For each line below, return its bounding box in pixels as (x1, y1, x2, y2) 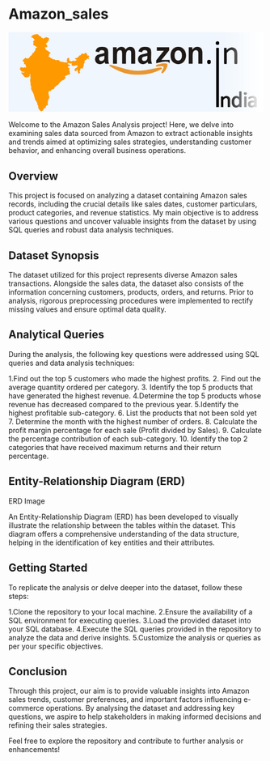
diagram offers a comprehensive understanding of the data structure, (8, 529, 240, 538)
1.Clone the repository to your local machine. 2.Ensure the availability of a (8, 606, 253, 616)
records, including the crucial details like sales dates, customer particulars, (8, 199, 258, 209)
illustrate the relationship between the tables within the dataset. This (8, 520, 236, 530)
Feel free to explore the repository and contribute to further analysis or (8, 736, 244, 746)
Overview (8, 169, 59, 183)
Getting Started (8, 561, 88, 575)
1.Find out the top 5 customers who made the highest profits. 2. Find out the (8, 373, 261, 383)
